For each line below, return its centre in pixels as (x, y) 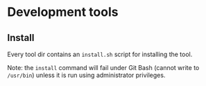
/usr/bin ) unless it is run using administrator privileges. (86, 75)
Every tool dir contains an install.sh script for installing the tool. (100, 54)
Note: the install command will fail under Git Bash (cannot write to (103, 68)
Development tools (63, 12)
